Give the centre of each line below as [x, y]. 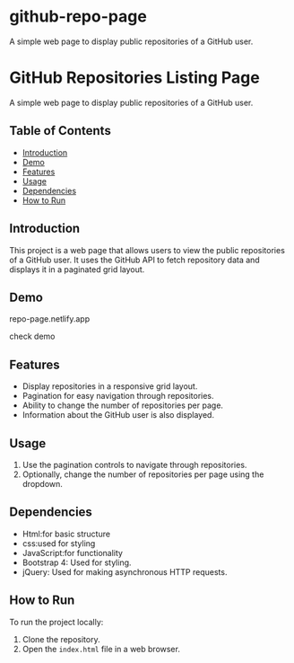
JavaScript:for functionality [73, 552]
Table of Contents [61, 131]
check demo [32, 336]
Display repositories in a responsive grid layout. [110, 386]
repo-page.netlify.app [50, 319]
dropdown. [42, 483]
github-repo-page [78, 17]
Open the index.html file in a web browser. [101, 649]
